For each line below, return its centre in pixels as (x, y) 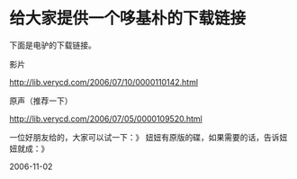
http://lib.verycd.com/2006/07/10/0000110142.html (104, 82)
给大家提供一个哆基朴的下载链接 (128, 18)
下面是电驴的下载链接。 (53, 45)
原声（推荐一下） (41, 101)
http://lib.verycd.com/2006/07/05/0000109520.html (106, 119)
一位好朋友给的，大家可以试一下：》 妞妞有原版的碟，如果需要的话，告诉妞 (148, 137)
